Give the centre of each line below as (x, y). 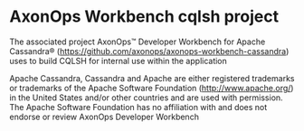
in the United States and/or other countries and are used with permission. (146, 98)
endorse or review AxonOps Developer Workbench (104, 117)
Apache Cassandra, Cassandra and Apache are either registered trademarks (152, 78)
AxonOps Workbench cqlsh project (144, 17)
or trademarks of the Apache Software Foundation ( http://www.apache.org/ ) (152, 88)
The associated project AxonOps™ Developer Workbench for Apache (138, 42)
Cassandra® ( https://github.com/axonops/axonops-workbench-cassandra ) (149, 51)
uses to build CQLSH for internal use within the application (119, 61)
